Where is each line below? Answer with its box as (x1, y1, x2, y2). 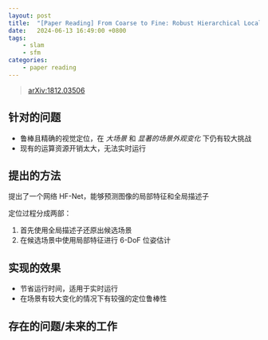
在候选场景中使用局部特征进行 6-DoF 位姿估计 (19, 235, 171, 245)
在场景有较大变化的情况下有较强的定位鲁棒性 (19, 294, 167, 303)
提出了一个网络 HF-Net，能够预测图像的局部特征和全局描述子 (8, 192, 210, 201)
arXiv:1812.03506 (27, 85, 85, 95)
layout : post (8, 11, 52, 20)
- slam (22, 42, 45, 49)
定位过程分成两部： (8, 208, 72, 218)
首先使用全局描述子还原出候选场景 (19, 225, 132, 235)
